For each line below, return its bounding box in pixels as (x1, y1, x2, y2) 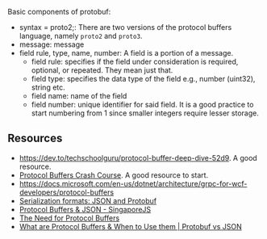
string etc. (31, 82, 65, 92)
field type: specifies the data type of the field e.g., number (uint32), (31, 74, 256, 83)
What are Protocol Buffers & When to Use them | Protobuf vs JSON (19, 221, 243, 231)
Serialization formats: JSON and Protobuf (19, 195, 157, 205)
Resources (7, 132, 63, 145)
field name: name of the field (31, 91, 127, 100)
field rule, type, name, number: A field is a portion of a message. (19, 48, 234, 57)
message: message (19, 40, 85, 49)
